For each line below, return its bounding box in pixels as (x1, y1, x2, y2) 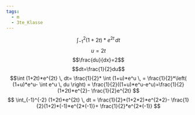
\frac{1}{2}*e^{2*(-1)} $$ (100, 102, 161, 109)
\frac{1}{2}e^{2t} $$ (91, 87, 139, 94)
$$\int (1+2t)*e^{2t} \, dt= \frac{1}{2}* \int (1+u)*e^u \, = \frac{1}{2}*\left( (9, 75, 187, 82)
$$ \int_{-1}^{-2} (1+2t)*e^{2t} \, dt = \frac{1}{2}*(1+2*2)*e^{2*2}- (8, 96, 170, 103)
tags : (6, 8, 19, 15)
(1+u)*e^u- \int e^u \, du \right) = (12, 80, 91, 88)
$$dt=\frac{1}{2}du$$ (72, 65, 125, 72)
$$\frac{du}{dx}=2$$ (72, 56, 125, 63)
